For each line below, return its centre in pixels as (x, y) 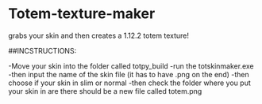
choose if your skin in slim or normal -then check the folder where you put (130, 83)
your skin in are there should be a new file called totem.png (105, 91)
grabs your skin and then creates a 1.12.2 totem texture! (98, 35)
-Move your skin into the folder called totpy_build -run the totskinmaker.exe (131, 66)
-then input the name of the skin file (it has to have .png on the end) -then (129, 74)
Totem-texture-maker (82, 14)
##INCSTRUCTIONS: (42, 50)
